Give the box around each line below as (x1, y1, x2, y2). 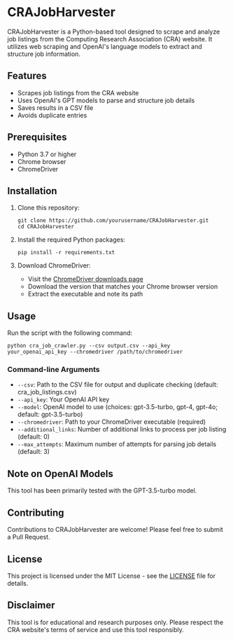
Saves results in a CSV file (17, 103, 94, 112)
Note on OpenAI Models (7, 467, 113, 480)
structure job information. (7, 50, 80, 58)
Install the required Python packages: (17, 235, 126, 244)
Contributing (7, 506, 64, 518)
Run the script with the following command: (7, 329, 133, 337)
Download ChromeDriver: (17, 261, 91, 270)
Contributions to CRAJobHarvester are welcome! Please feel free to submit (7, 525, 224, 534)
